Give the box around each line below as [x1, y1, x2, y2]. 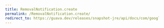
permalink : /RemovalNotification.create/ [5, 11, 91, 16]
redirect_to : [5, 16, 32, 20]
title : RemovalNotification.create [5, 7, 78, 12]
